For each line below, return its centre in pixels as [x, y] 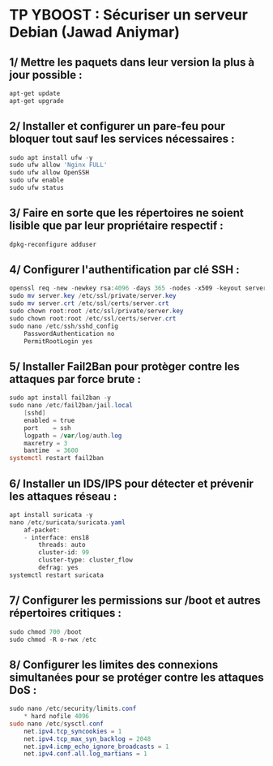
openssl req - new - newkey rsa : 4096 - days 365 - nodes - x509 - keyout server [138, 288]
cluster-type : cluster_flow [85, 560]
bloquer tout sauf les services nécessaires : [122, 139]
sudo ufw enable [36, 180]
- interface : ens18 [57, 537]
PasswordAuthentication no [69, 334]
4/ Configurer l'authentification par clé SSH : [124, 270]
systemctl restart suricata [57, 575]
